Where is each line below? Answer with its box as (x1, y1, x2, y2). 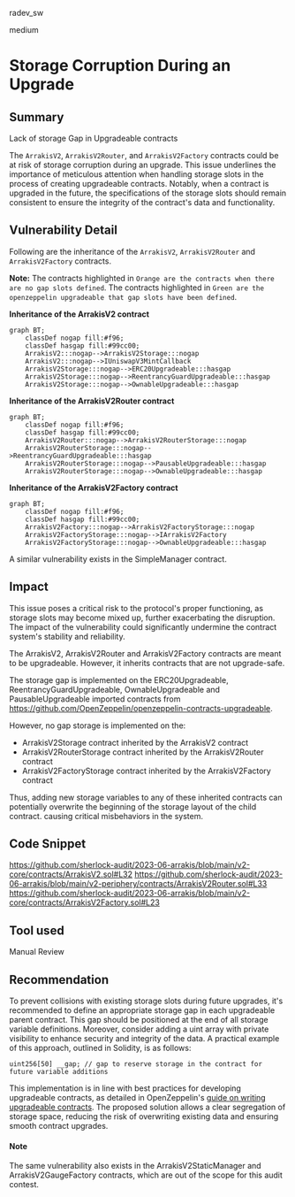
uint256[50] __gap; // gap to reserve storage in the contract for (9, 1060, 263, 1069)
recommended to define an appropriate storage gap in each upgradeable (9, 1005, 276, 1016)
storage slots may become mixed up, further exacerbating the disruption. (9, 612, 276, 623)
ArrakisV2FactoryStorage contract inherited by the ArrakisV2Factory (21, 765, 271, 776)
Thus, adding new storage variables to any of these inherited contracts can (9, 792, 283, 802)
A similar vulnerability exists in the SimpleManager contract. (9, 553, 227, 564)
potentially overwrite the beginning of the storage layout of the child (9, 801, 257, 812)
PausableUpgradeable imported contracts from (9, 694, 181, 704)
